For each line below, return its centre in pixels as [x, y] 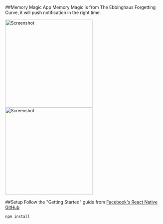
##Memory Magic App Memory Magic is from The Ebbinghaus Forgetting [81, 7]
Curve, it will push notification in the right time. [53, 13]
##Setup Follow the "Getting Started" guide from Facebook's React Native [81, 202]
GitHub [12, 207]
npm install [17, 216]
